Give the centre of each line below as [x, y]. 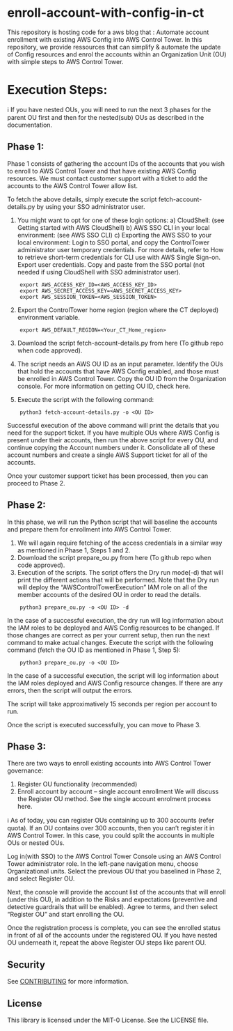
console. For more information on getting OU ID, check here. [104, 386]
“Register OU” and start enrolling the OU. [66, 915]
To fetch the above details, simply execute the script [82, 199]
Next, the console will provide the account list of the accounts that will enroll [116, 892]
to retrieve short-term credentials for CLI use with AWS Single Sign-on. [119, 257]
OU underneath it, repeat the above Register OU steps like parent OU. [107, 943]
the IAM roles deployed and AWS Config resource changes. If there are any [115, 683]
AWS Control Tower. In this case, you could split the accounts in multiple [111, 836]
